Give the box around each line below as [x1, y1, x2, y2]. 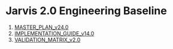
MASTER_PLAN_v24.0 [14, 24, 69, 31]
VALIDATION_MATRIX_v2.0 [14, 36, 81, 43]
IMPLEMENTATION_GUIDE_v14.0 [14, 30, 95, 37]
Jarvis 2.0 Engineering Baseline [5, 4, 167, 18]
